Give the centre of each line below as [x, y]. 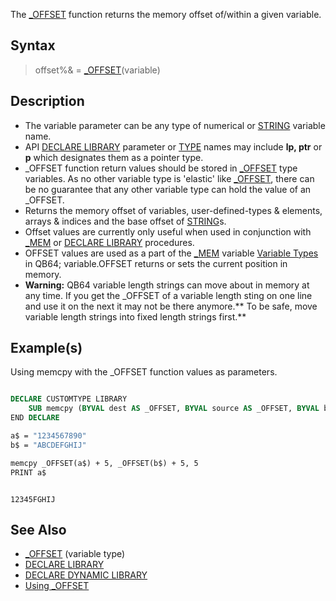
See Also [38, 529]
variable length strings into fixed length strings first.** [135, 316]
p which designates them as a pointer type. [114, 157]
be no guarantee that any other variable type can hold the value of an [168, 189]
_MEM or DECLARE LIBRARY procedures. [109, 242]
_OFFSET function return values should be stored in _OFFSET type [161, 168]
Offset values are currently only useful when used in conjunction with [168, 231]
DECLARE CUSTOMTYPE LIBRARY [69, 399]
